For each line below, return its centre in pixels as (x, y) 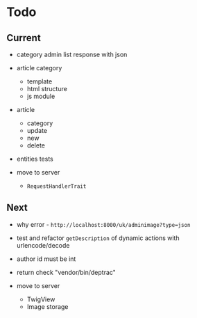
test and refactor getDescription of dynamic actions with (98, 238)
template (40, 81)
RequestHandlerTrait (57, 186)
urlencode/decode (43, 245)
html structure (47, 89)
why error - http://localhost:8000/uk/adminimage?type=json (103, 224)
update (37, 130)
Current (24, 38)
